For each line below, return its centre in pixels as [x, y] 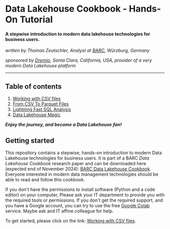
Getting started [30, 141]
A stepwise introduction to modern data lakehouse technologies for [78, 34]
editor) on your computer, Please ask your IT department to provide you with [85, 195]
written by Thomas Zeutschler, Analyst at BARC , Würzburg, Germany [77, 51]
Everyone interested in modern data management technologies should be [82, 174]
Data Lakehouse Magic [36, 115]
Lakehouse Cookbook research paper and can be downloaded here [76, 164]
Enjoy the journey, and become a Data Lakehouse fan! [63, 125]
